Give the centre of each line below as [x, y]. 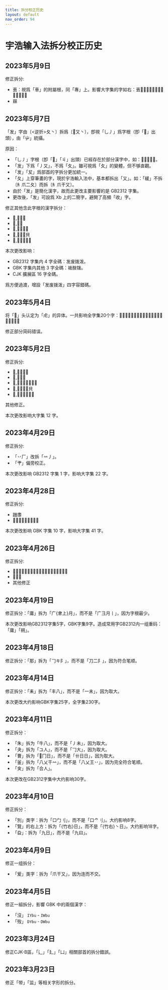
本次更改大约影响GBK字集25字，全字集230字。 [54, 702]
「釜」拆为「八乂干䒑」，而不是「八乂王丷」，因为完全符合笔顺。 [78, 762]
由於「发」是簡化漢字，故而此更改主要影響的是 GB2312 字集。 [77, 191]
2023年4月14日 [30, 678]
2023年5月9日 [28, 66]
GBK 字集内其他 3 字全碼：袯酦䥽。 [49, 268]
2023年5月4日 [28, 302]
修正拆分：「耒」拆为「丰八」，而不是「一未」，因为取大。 [64, 691]
